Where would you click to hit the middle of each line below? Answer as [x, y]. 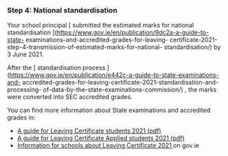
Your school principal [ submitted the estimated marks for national [101, 25]
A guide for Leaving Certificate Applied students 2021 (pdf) [101, 138]
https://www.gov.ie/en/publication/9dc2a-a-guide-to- [133, 32]
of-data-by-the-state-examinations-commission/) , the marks [130, 90]
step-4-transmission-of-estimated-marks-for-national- [85, 47]
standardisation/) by [192, 47]
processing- [24, 90]
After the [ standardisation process [56, 68]
